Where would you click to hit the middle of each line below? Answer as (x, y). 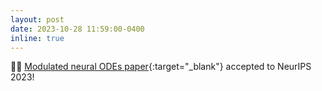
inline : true (37, 38)
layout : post (37, 19)
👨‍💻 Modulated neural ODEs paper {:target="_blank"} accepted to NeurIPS (161, 67)
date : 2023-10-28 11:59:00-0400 (77, 29)
